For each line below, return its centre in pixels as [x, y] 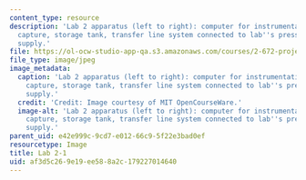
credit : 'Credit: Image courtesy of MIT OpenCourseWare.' [130, 102]
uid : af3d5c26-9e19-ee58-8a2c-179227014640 [93, 161]
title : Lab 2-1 [38, 153]
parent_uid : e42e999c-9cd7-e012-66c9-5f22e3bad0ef [107, 136]
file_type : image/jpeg [52, 60]
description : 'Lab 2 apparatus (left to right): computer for [130, 26]
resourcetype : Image [49, 145]
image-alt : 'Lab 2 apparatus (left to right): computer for [134, 111]
